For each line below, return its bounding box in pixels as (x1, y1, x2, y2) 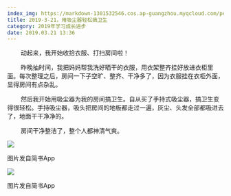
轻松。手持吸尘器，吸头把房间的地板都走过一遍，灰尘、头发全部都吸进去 (19, 103, 224, 112)
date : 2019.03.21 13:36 (7, 29, 76, 36)
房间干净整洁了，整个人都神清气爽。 (20, 127, 124, 135)
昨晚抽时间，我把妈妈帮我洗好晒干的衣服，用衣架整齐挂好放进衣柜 (20, 63, 208, 72)
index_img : (7, 10, 38, 17)
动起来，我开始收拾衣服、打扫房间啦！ (20, 49, 129, 57)
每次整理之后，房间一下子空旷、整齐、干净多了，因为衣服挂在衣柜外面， (19, 72, 224, 80)
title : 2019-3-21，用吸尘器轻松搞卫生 (7, 16, 108, 23)
